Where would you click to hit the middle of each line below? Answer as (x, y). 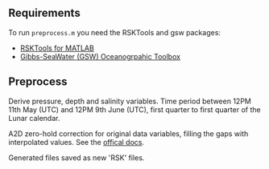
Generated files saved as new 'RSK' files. (77, 157)
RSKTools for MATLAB (57, 48)
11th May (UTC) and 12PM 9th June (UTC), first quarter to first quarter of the (134, 109)
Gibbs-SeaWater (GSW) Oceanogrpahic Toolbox (100, 56)
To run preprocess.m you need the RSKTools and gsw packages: (115, 32)
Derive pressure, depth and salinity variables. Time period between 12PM (130, 101)
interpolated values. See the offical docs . (77, 142)
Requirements (44, 13)
